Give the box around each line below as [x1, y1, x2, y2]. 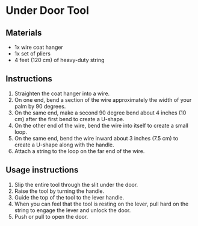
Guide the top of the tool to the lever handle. [14, 193, 125, 201]
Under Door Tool [5, 4, 90, 17]
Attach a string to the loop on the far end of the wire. [14, 147, 145, 154]
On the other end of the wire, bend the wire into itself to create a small [14, 122, 189, 129]
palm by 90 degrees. [14, 102, 66, 110]
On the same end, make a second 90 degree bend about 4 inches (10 [14, 109, 187, 116]
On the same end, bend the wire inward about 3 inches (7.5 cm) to [14, 134, 179, 142]
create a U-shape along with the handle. [14, 141, 115, 148]
